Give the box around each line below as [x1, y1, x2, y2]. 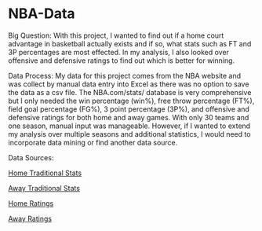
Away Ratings [8, 214, 53, 223]
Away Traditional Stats [8, 183, 81, 192]
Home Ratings [8, 198, 54, 208]
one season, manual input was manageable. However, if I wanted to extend [8, 121, 251, 130]
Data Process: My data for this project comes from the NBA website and [8, 71, 242, 80]
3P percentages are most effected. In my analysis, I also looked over [8, 47, 230, 57]
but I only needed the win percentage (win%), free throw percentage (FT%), [8, 96, 255, 105]
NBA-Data [8, 5, 76, 23]
